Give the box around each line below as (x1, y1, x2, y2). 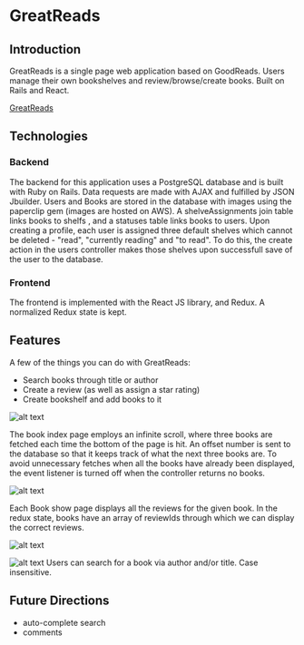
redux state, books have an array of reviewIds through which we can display (9, 512, 295, 523)
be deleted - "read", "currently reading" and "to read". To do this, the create (9, 234, 293, 245)
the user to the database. (9, 253, 103, 264)
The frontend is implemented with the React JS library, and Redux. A (9, 297, 265, 308)
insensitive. (9, 566, 53, 577)
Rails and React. (9, 85, 70, 95)
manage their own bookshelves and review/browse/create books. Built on (9, 75, 285, 86)
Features (9, 333, 61, 348)
